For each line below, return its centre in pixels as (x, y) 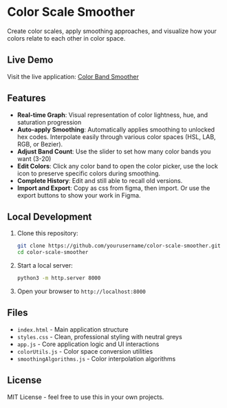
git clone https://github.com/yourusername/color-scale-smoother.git (119, 246)
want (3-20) (34, 158)
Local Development (50, 216)
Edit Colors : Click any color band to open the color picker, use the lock (117, 166)
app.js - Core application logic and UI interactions (88, 344)
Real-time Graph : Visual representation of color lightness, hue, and (112, 115)
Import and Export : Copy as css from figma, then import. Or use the (113, 188)
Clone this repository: (47, 233)
